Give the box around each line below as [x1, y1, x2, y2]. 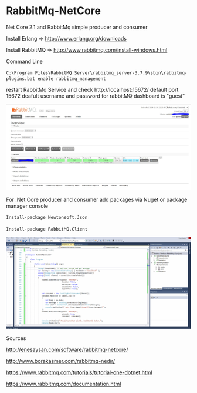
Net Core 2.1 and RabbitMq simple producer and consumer [6, 24, 148, 31]
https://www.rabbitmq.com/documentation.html [6, 380, 121, 387]
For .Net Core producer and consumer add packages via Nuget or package [6, 196, 188, 203]
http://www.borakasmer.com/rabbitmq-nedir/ [6, 357, 116, 364]
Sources [6, 334, 26, 342]
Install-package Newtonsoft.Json [6, 214, 88, 220]
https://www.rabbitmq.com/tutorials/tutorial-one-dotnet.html [6, 369, 152, 376]
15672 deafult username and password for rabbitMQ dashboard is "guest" [6, 92, 185, 99]
